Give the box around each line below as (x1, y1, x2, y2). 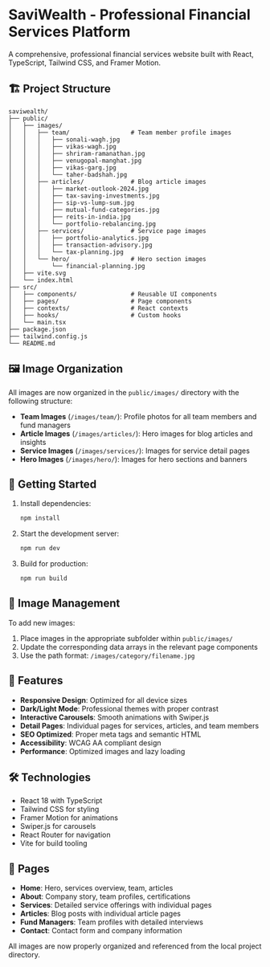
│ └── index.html (8, 275, 74, 284)
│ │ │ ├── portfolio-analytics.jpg (8, 234, 149, 242)
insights (19, 437, 47, 447)
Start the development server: (19, 528, 120, 539)
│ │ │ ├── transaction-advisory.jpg (8, 241, 153, 249)
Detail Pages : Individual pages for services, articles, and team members (19, 720, 260, 730)
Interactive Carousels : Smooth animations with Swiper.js (19, 712, 210, 722)
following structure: (8, 396, 73, 406)
